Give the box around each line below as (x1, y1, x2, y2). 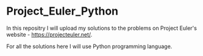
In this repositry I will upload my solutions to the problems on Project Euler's (6, 24, 197, 32)
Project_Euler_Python (6, 4, 119, 18)
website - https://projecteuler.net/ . (6, 30, 93, 38)
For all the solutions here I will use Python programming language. (6, 43, 173, 50)
